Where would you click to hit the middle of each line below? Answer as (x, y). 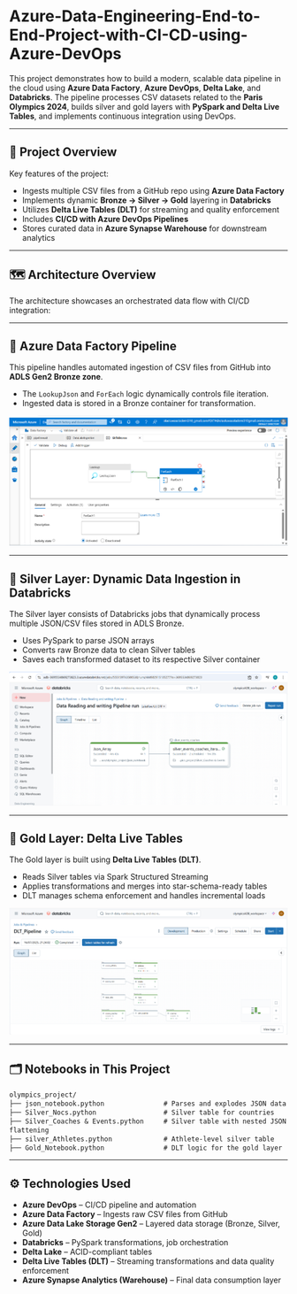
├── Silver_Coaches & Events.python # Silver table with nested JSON (148, 1121)
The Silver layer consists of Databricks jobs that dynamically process (135, 614)
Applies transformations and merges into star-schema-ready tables (145, 886)
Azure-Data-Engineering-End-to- (135, 16)
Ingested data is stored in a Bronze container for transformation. (139, 404)
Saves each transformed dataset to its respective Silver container (141, 659)
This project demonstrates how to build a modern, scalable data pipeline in (145, 78)
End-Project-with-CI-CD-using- (129, 35)
